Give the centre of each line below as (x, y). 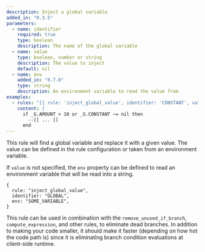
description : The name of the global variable (77, 46)
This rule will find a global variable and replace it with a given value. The (97, 143)
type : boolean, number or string (60, 57)
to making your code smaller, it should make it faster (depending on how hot (102, 231)
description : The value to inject (61, 63)
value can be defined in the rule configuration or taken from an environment (102, 149)
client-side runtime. (31, 244)
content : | (31, 108)
